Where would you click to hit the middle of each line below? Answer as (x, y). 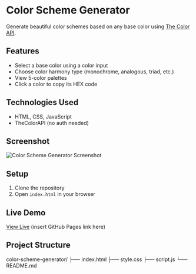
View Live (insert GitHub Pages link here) (56, 227)
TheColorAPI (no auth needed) (52, 123)
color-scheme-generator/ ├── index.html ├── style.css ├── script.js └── (97, 259)
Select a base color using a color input (61, 65)
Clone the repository (39, 188)
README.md (21, 265)
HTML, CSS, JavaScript (43, 116)
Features (23, 51)
